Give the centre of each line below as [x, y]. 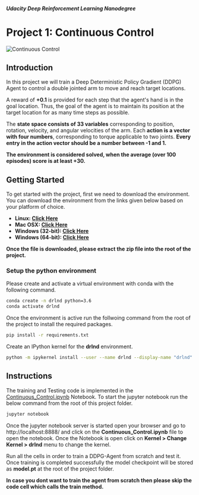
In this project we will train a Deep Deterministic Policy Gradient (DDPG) [94, 82]
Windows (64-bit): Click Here [52, 237]
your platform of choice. [36, 207]
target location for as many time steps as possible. [68, 113]
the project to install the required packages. [59, 324]
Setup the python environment [51, 271]
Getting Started [35, 180]
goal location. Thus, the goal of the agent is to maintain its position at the [95, 106]
